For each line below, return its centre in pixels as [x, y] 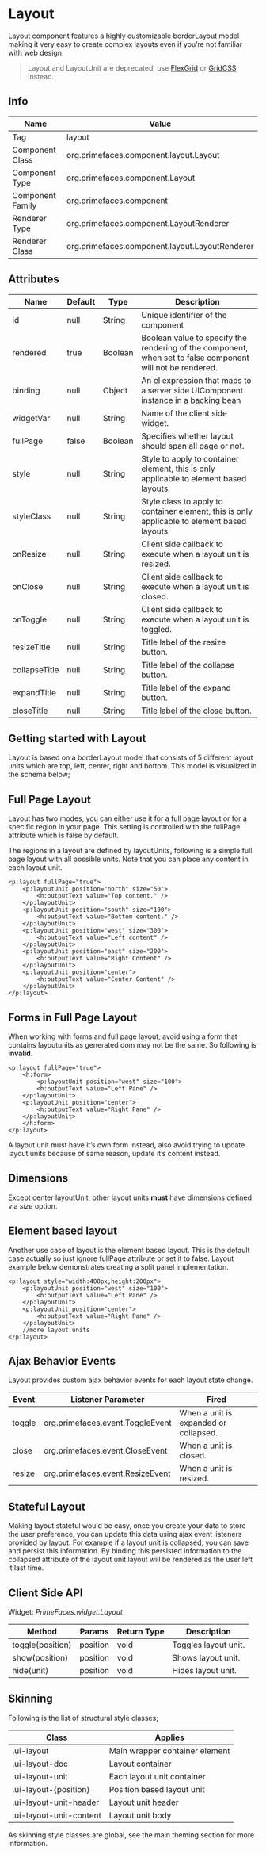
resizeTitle [31, 647]
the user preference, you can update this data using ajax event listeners [125, 1534]
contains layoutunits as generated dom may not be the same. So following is [133, 1045]
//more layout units [56, 1330]
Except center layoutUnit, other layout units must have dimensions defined [130, 1197]
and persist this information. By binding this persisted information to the [125, 1551]
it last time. [26, 1568]
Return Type [141, 1632]
